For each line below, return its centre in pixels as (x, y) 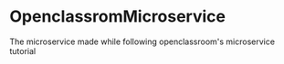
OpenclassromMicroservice (118, 17)
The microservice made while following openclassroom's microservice (142, 41)
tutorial (23, 50)
